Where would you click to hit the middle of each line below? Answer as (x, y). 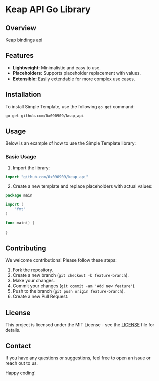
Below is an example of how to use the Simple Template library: (71, 143)
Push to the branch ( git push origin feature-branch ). (69, 291)
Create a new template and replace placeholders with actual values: (83, 186)
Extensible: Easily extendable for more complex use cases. (74, 79)
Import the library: (31, 168)
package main (19, 196)
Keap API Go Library (48, 9)
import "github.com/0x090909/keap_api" (47, 177)
